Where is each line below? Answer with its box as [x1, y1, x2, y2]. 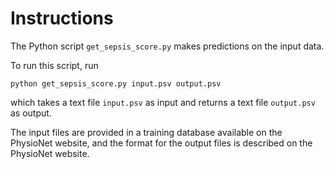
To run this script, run [10, 59, 99, 71]
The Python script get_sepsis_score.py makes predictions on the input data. [10, 40, 325, 52]
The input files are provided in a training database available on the [10, 126, 283, 138]
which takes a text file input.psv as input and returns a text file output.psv [10, 96, 316, 108]
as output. [10, 107, 52, 119]
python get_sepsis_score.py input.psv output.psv [10, 78, 222, 89]
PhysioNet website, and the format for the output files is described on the [10, 137, 313, 149]
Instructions [10, 7, 114, 30]
